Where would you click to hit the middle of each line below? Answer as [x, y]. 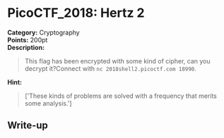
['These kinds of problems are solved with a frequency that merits [120, 96]
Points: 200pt [28, 39]
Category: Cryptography [43, 32]
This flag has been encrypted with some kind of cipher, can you [117, 61]
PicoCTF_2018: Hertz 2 [76, 13]
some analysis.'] [48, 103]
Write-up [28, 126]
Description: [26, 47]
